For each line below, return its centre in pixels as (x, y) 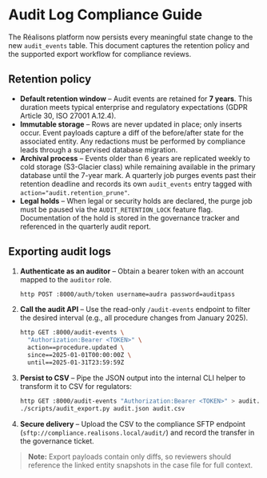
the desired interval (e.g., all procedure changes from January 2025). (134, 318)
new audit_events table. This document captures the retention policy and (129, 45)
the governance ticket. (57, 441)
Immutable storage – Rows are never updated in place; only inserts (131, 124)
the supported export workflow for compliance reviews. (100, 54)
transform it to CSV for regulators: (76, 386)
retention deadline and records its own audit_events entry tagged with (136, 184)
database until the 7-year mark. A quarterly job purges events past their (138, 175)
